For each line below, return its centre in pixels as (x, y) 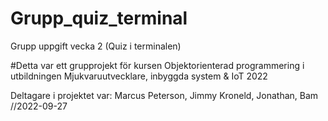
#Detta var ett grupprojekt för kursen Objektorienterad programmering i (157, 65)
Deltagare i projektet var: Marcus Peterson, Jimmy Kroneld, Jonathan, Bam (164, 95)
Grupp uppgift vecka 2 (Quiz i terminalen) (96, 46)
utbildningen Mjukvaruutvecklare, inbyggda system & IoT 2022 (139, 76)
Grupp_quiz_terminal (99, 18)
